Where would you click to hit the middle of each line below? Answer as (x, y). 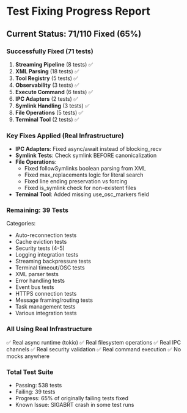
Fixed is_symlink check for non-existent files (80, 188)
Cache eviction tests (41, 242)
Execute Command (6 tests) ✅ (54, 92)
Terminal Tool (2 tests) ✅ (47, 119)
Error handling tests (40, 281)
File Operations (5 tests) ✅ (49, 112)
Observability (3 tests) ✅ (47, 85)
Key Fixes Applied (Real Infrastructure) (65, 136)
